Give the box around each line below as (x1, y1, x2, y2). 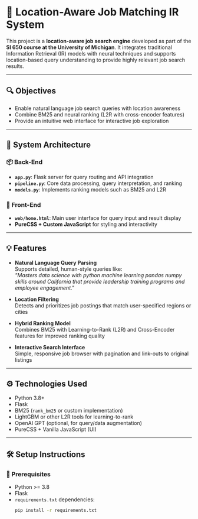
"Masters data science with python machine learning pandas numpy (14, 271, 182, 278)
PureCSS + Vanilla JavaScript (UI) (14, 426, 97, 433)
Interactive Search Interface (14, 343, 85, 351)
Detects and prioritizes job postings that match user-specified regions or (14, 301, 192, 309)
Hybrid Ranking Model (14, 319, 71, 327)
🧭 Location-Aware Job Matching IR (6, 5, 179, 19)
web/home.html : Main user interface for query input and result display (14, 214, 181, 221)
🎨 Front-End (6, 201, 41, 209)
